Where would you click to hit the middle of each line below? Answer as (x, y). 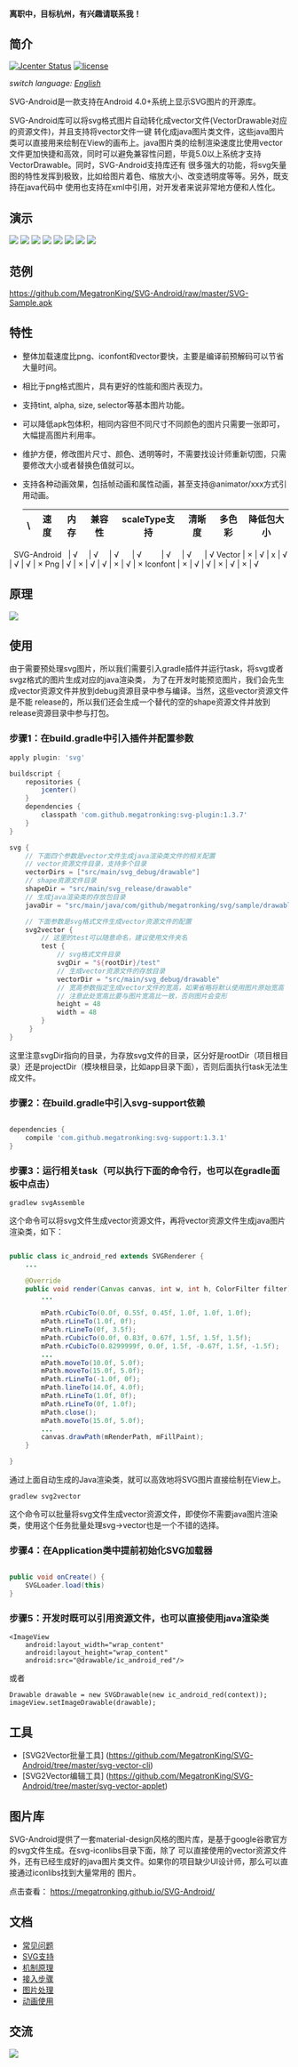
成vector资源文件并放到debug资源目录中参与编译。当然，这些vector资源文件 (149, 691)
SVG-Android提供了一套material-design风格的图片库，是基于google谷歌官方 (149, 1839)
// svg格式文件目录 (89, 955)
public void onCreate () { (57, 1577)
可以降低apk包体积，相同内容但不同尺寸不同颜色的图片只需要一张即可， (153, 423)
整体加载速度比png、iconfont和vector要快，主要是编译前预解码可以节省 (153, 356)
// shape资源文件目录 (61, 881)
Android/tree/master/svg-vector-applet (94, 1786)
